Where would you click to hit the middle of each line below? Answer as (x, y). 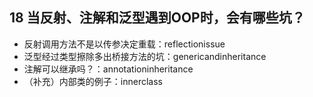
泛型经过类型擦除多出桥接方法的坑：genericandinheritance (145, 56)
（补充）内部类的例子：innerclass (93, 81)
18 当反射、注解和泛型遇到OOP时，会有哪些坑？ (157, 18)
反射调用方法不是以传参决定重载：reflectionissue (124, 44)
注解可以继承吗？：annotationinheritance (108, 69)
